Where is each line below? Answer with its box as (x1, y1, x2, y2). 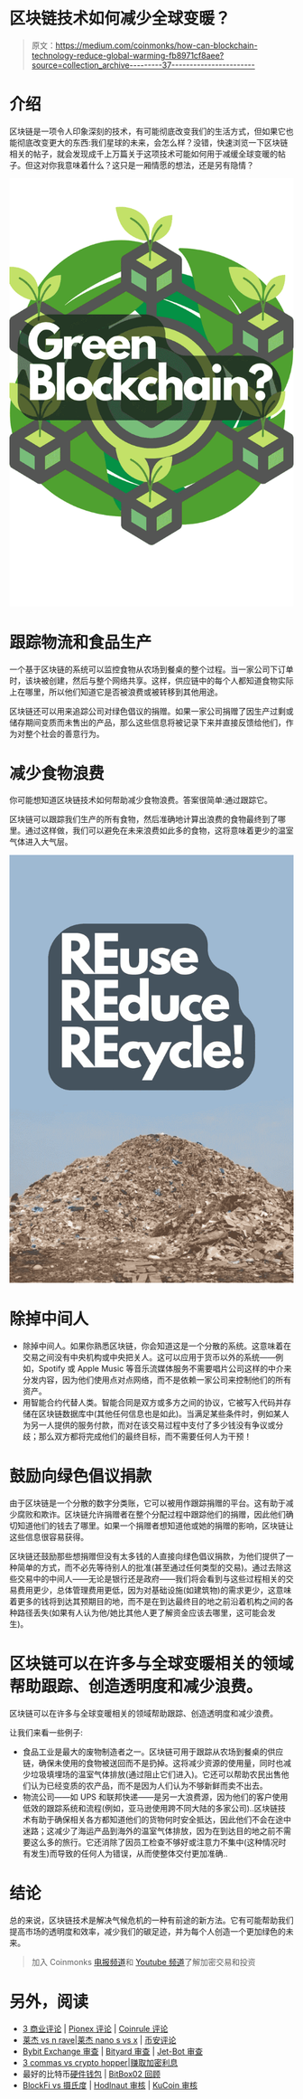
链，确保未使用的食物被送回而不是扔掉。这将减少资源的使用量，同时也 (22, 1758, 284, 1769)
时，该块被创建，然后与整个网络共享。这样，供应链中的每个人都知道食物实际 (9, 675, 294, 685)
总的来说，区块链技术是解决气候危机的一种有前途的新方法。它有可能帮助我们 (9, 1915, 294, 1925)
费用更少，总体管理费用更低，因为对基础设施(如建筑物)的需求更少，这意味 (16, 1584, 292, 1596)
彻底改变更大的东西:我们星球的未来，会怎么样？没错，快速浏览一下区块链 (16, 137, 289, 147)
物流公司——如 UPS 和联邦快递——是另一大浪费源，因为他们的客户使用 (22, 1792, 289, 1802)
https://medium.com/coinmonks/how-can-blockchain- (55, 40, 259, 51)
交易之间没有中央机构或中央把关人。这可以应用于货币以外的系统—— (22, 1352, 276, 1363)
